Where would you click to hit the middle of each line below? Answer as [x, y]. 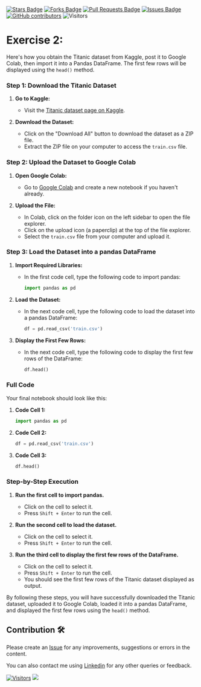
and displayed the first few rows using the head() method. [78, 610]
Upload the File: [35, 205]
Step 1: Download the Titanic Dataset [61, 85]
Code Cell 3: [31, 455]
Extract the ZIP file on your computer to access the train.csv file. [106, 147]
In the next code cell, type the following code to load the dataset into [109, 311]
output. [33, 585]
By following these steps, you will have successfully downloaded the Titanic [101, 597]
